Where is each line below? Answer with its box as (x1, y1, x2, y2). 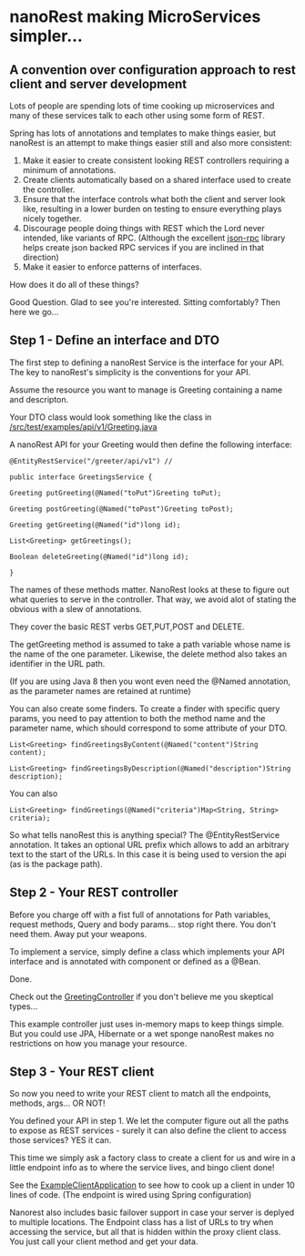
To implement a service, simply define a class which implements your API (9, 945, 285, 957)
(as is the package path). (9, 858, 103, 869)
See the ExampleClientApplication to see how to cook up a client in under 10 (9, 1179, 296, 1190)
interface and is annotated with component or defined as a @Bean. (9, 955, 261, 966)
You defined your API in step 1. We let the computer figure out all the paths (9, 1116, 290, 1127)
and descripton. (9, 393, 69, 404)
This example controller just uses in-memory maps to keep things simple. (9, 1018, 285, 1029)
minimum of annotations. (22, 165, 117, 175)
